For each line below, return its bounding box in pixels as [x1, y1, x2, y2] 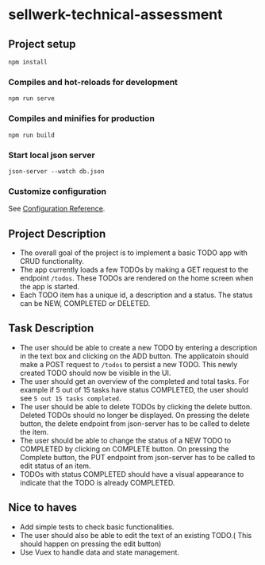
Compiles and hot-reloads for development [8, 76, 179, 87]
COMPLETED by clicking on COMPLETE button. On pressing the [19, 443, 229, 454]
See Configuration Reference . [8, 204, 106, 214]
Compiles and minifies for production [8, 113, 155, 124]
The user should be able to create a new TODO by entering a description [19, 342, 258, 352]
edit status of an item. [19, 461, 91, 470]
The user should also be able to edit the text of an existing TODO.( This [19, 530, 252, 540]
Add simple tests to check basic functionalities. [19, 522, 175, 532]
